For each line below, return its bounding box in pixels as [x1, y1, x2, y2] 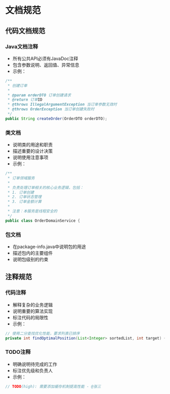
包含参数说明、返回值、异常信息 [12, 62, 79, 68]
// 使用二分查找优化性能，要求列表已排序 [5, 331, 80, 336]
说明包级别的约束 [12, 256, 49, 262]
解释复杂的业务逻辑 [12, 301, 53, 308]
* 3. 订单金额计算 [7, 199, 42, 204]
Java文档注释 [5, 43, 38, 50]
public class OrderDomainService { [5, 218, 80, 223]
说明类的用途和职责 [12, 142, 53, 148]
